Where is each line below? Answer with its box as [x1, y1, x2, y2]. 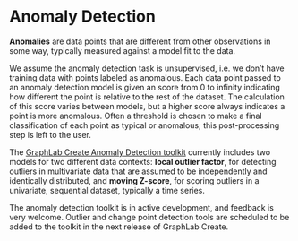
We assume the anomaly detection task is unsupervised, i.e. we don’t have [9, 63, 285, 73]
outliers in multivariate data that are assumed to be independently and [9, 166, 268, 176]
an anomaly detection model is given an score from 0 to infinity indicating [9, 82, 280, 92]
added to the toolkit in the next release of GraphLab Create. [9, 221, 229, 232]
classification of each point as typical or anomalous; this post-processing [9, 119, 280, 131]
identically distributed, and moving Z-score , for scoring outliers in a [9, 175, 260, 185]
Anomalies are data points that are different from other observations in [9, 36, 271, 47]
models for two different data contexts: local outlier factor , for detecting [9, 156, 277, 167]
